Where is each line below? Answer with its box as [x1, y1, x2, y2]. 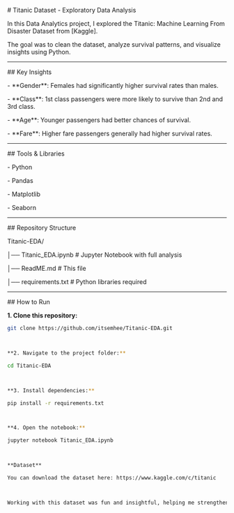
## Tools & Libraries [7, 149, 65, 158]
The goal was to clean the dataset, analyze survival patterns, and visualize [7, 40, 221, 48]
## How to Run [7, 298, 50, 306]
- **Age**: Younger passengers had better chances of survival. [7, 116, 192, 124]
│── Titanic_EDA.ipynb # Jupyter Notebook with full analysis [7, 251, 182, 259]
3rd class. [7, 103, 36, 110]
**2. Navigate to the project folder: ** [7, 349, 127, 357]
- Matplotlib [7, 190, 40, 198]
